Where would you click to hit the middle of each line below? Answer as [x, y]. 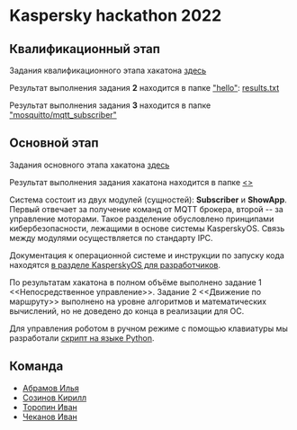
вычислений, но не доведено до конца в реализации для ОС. [127, 310]
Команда [36, 367]
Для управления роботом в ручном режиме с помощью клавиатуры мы [148, 328]
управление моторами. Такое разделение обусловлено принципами [142, 219]
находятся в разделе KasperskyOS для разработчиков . [115, 264]
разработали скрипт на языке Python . [82, 337]
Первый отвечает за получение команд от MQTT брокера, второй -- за [146, 209]
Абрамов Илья [50, 388]
